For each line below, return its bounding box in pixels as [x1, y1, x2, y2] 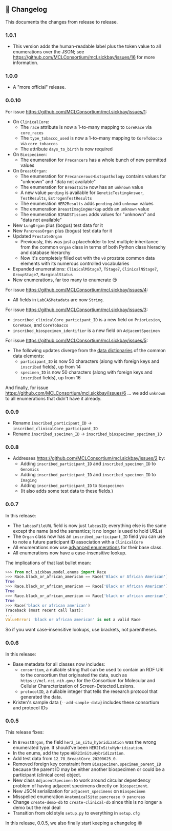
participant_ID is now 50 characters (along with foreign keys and [20, 358, 160, 364]
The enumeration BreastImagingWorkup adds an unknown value [20, 206, 149, 212]
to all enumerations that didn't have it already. [5, 395, 102, 401]
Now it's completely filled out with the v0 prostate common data [20, 255, 155, 261]
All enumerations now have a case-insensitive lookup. [12, 550, 127, 556]
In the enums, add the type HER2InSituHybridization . [12, 750, 125, 756]
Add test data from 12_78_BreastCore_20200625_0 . [12, 755, 117, 761]
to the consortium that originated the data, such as [20, 672, 127, 678]
